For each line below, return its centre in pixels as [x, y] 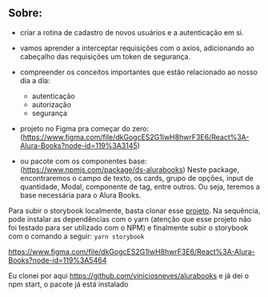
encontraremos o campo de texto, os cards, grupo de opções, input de [137, 178]
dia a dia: [35, 80]
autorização [52, 104]
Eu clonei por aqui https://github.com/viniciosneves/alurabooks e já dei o [129, 275]
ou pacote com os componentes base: [83, 161]
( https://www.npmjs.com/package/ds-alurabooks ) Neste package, [130, 169]
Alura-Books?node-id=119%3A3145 [78, 145]
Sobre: [25, 13]
